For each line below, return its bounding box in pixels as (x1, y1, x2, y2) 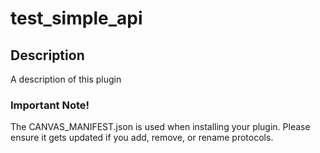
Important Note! (10, 98, 90, 112)
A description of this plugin (10, 73, 122, 85)
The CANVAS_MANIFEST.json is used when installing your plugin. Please (10, 121, 311, 133)
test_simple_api (10, 7, 143, 30)
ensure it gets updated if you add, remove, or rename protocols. (10, 132, 274, 144)
